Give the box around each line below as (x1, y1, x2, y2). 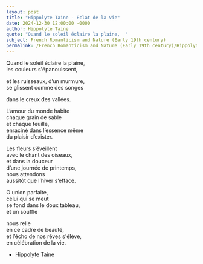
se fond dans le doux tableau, (6, 201, 80, 209)
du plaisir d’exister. (6, 133, 53, 140)
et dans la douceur (6, 157, 53, 165)
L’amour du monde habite (6, 107, 70, 114)
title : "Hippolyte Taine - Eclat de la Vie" (6, 15, 120, 21)
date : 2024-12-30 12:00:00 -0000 (6, 20, 91, 26)
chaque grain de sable (6, 113, 62, 121)
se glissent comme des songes (6, 84, 83, 91)
